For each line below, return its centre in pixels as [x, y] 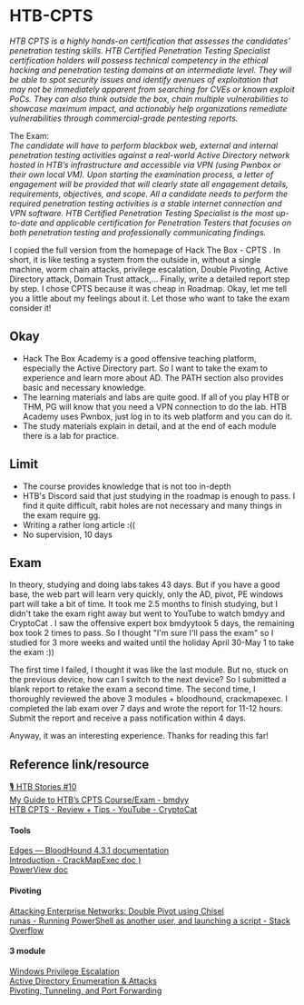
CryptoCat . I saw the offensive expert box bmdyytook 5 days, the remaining [152, 623]
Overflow [27, 930]
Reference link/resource [79, 764]
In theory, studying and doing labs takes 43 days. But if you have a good [145, 585]
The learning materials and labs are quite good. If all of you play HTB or [156, 397]
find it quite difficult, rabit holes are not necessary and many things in [152, 505]
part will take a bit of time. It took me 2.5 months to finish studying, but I [144, 604]
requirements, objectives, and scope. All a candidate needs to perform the [149, 194]
